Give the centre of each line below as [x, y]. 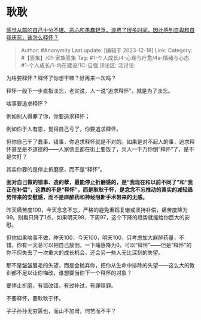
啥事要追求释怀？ [27, 103]
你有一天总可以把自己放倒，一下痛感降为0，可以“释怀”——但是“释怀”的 [104, 245]
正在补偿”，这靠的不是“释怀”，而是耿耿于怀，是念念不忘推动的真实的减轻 [97, 189]
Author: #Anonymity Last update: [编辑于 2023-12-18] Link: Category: [106, 50]
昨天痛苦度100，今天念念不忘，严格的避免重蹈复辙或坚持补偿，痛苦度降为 [97, 210]
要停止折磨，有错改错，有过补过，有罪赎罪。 [61, 285]
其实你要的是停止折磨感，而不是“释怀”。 [56, 169]
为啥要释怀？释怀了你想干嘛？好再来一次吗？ [61, 78]
